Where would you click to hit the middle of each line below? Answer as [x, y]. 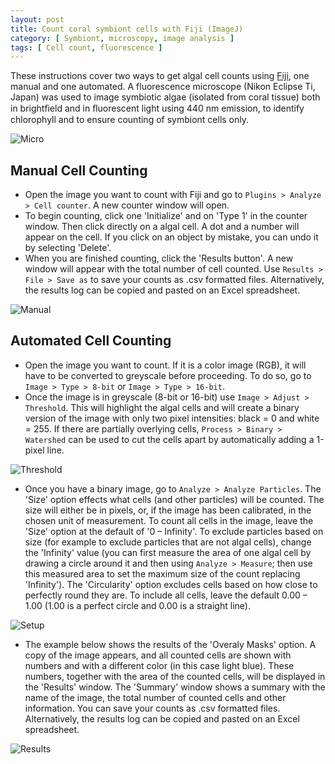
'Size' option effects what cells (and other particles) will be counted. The [174, 499]
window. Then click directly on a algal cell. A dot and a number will [162, 227]
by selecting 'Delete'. [68, 248]
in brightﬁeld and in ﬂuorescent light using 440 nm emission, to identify [157, 108]
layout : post [37, 19]
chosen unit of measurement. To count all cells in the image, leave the [169, 520]
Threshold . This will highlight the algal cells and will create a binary [162, 407]
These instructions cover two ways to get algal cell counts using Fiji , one [160, 76]
